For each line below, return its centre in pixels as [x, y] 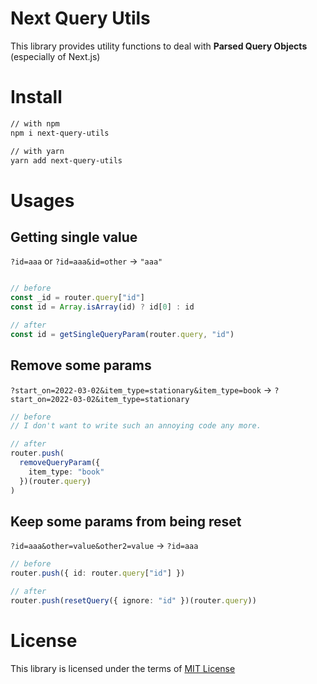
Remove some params [81, 365]
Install [36, 97]
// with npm [35, 123]
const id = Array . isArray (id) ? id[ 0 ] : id [102, 307]
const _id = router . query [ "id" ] [77, 298]
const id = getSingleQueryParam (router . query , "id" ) [122, 334]
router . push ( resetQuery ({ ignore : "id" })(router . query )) [133, 601]
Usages [42, 200]
